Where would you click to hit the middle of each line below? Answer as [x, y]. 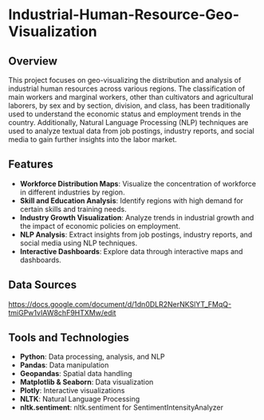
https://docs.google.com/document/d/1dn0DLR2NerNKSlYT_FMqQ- [120, 304]
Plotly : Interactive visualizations [72, 391]
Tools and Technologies [69, 338]
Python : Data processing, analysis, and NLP [92, 357]
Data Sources [43, 285]
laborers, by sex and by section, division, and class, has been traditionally [129, 106]
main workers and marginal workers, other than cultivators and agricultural [131, 97]
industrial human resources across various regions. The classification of [127, 88]
